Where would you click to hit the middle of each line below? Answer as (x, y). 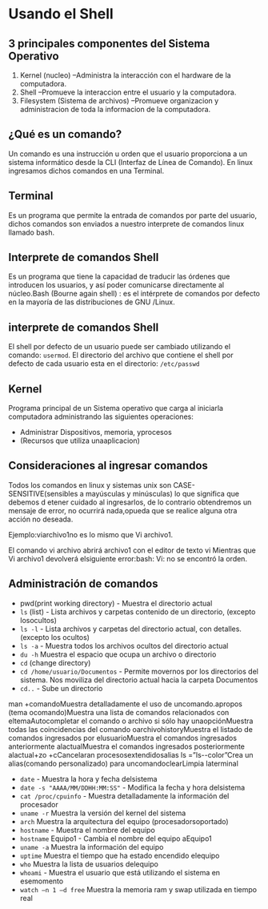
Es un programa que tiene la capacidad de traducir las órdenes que (119, 276)
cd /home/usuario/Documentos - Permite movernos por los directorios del (139, 671)
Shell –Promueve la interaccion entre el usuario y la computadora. (128, 92)
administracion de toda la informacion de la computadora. (115, 109)
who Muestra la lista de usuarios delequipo (89, 864)
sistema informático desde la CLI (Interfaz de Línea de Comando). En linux (131, 162)
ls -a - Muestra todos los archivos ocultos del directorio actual (124, 646)
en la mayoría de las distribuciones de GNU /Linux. (92, 302)
